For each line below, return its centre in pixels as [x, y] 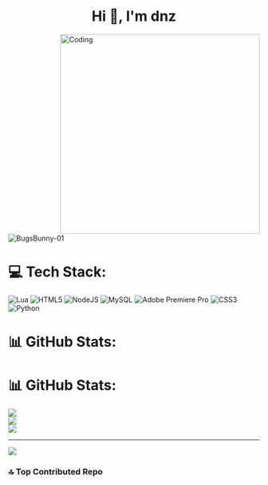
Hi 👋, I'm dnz [134, 16]
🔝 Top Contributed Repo [56, 471]
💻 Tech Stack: [57, 272]
